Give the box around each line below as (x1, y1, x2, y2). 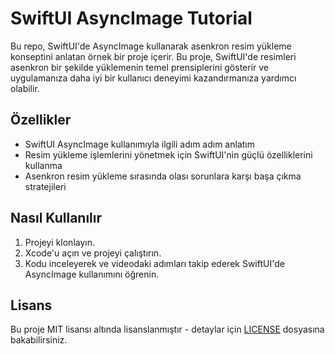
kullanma (24, 159, 63, 171)
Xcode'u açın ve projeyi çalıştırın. (24, 247, 162, 259)
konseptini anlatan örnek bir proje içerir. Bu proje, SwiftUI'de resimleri (10, 50, 297, 62)
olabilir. (10, 82, 40, 94)
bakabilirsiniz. (10, 334, 68, 346)
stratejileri (24, 180, 67, 192)
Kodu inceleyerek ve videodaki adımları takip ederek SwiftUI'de (24, 257, 285, 269)
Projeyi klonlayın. (24, 236, 95, 248)
